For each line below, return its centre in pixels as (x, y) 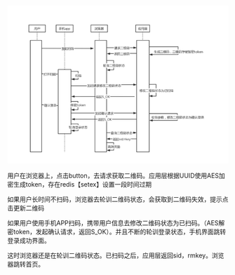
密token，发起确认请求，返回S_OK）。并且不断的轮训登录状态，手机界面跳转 (117, 232)
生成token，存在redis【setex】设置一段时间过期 (82, 185)
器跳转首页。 (26, 264)
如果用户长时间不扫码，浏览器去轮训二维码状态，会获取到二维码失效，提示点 (118, 199)
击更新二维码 (26, 208)
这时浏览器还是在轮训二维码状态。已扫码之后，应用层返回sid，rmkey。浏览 (116, 255)
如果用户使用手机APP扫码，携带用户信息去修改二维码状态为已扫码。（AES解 (116, 223)
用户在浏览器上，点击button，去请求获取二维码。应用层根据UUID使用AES (113, 176)
